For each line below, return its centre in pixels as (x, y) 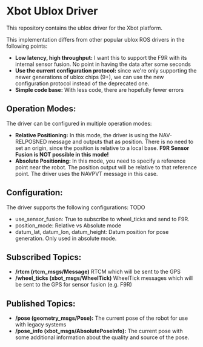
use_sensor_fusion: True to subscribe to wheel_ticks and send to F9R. (102, 219)
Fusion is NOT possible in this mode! (62, 154)
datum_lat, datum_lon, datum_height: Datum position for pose (92, 232)
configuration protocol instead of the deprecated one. (82, 83)
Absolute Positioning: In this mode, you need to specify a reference (100, 161)
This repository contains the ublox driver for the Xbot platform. (84, 28)
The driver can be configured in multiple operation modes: (79, 123)
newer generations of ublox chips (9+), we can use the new (89, 77)
